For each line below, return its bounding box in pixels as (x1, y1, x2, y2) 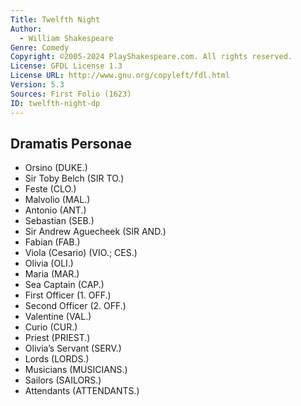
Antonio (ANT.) (24, 204, 87, 216)
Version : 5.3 (10, 80, 65, 90)
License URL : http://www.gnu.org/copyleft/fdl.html (10, 71, 230, 81)
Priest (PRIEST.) (24, 332, 91, 344)
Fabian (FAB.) (24, 236, 81, 248)
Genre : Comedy (10, 42, 70, 53)
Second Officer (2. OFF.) (24, 300, 127, 312)
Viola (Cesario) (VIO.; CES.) (24, 247, 138, 259)
